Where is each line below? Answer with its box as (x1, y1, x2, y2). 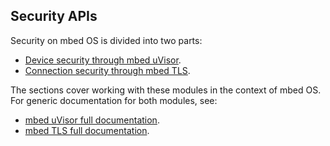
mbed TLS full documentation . (24, 124, 150, 136)
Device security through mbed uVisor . (24, 54, 182, 66)
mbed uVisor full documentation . (24, 114, 160, 126)
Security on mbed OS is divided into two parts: (10, 34, 203, 46)
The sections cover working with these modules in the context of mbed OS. (10, 84, 322, 96)
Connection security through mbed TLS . (24, 64, 191, 76)
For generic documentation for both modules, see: (10, 94, 218, 106)
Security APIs (10, 8, 98, 25)
